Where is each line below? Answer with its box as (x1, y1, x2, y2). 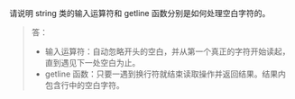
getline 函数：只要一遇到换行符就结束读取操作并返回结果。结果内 (44, 68, 287, 79)
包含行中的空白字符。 (44, 80, 124, 90)
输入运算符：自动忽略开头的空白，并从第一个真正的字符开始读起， (44, 46, 290, 57)
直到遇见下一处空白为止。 (44, 58, 141, 67)
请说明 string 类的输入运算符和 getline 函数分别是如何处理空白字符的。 (9, 8, 271, 18)
